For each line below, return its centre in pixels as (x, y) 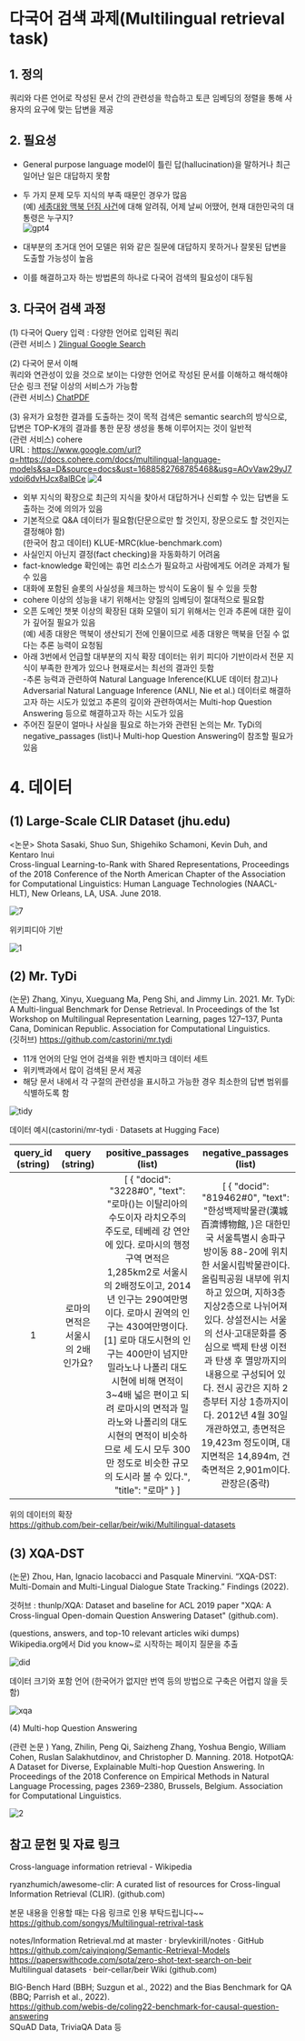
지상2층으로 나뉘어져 (246, 1306)
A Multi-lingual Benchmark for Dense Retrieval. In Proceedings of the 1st (144, 1009)
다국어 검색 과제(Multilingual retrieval (147, 19)
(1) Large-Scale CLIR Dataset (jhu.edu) (120, 821)
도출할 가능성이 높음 (58, 258)
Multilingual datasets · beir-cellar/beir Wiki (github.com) (113, 1970)
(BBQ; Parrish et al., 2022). (60, 1997)
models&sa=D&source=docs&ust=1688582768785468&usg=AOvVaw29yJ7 (151, 468)
